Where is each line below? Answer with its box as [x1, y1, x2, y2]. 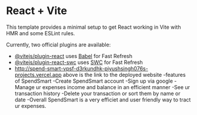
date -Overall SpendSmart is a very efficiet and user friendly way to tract [14, 96, 191, 103]
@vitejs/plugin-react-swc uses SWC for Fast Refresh [14, 59, 143, 66]
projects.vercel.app [14, 71, 62, 78]
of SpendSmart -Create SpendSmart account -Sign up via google [14, 77, 173, 84]
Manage [14, 83, 35, 90]
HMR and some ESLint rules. [6, 29, 75, 36]
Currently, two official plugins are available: [6, 41, 111, 48]
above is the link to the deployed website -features [62, 71, 186, 78]
